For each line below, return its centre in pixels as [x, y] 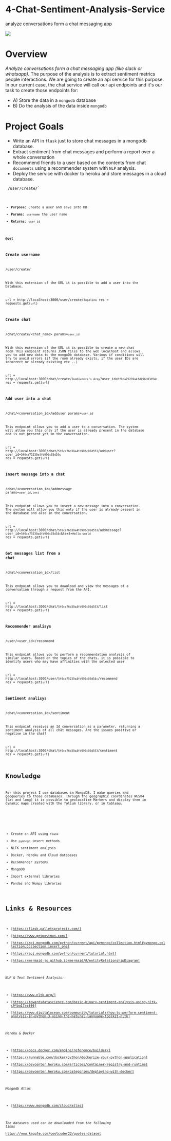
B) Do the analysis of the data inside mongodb [60, 105]
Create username [23, 255]
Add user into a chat [28, 399]
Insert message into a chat [35, 474]
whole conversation [34, 157]
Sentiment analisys [26, 699]
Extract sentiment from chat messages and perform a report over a [84, 151]
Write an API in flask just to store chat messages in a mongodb [80, 140]
